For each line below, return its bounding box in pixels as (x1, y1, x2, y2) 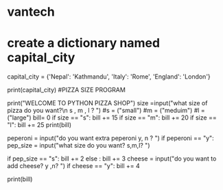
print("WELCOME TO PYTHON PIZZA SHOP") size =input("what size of (7, 99, 208, 107)
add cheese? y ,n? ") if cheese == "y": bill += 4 (7, 162, 141, 170)
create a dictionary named (7, 36, 160, 51)
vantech (7, 4, 55, 20)
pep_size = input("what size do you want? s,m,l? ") (7, 141, 150, 150)
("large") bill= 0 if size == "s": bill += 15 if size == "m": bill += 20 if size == (7, 113, 218, 122)
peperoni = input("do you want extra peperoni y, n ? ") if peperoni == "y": (7, 134, 214, 142)
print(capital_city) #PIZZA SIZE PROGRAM (7, 86, 126, 94)
